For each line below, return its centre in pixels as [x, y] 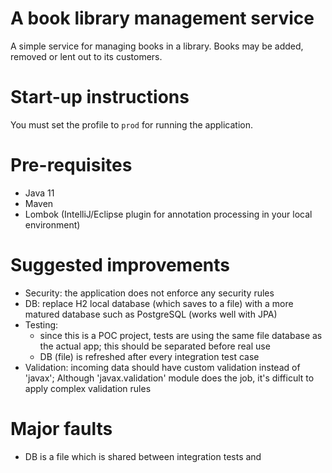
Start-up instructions [100, 97]
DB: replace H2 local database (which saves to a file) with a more [159, 303]
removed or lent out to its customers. [86, 56]
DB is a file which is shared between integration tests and [143, 456]
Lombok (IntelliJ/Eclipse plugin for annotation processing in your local [168, 214]
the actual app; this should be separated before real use [155, 346]
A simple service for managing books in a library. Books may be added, [157, 46]
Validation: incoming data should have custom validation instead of [162, 367]
